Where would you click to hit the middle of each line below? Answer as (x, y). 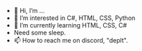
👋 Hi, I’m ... (29, 11)
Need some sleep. (40, 32)
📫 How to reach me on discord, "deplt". (71, 40)
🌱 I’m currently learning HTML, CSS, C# (70, 25)
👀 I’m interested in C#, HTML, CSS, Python (74, 18)
